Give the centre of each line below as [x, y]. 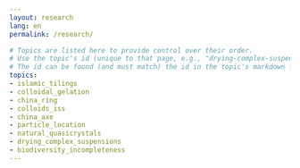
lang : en [25, 26]
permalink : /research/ [51, 34]
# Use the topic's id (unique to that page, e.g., [105, 59]
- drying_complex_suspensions [66, 142]
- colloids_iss [37, 108]
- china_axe [31, 117]
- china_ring [33, 100]
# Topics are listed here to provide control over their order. [131, 50]
